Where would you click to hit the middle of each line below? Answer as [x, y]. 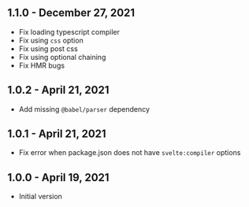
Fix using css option [51, 40]
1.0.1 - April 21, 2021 [57, 134]
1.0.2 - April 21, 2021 [58, 90]
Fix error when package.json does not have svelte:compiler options [130, 153]
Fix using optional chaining [62, 57]
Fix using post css [48, 48]
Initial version [40, 197]
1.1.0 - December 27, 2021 [71, 13]
